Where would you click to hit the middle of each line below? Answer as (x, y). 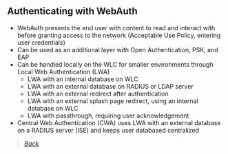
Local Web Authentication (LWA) (63, 71)
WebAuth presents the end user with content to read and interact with (116, 27)
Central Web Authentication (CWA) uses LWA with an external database (119, 122)
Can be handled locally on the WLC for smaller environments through (115, 64)
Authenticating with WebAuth (72, 11)
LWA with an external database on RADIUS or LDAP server (111, 86)
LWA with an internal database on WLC (83, 79)
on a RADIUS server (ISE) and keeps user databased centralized (108, 130)
